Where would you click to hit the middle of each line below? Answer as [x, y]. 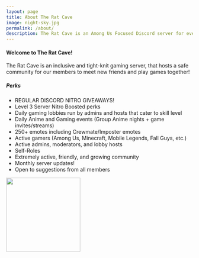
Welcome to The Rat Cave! [39, 52]
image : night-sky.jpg [33, 22]
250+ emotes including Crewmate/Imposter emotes [78, 132]
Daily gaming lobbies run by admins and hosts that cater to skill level [98, 113]
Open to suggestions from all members [62, 170]
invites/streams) [34, 125]
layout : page [22, 12]
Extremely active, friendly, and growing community [77, 157]
